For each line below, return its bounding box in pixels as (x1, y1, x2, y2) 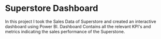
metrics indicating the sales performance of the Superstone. (5, 29, 125, 34)
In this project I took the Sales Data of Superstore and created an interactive (5, 19, 156, 24)
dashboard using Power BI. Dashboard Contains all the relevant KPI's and (5, 23, 151, 29)
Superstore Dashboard (5, 3, 98, 14)
